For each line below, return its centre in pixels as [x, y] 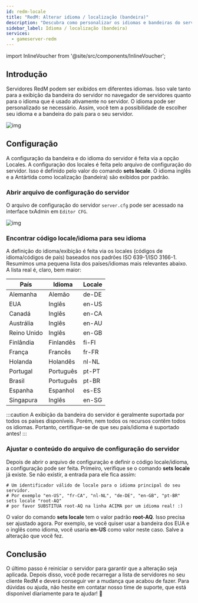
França [19, 352]
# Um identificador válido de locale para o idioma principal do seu [93, 485]
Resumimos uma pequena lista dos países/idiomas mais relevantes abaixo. [97, 264]
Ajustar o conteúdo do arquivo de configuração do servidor [93, 449]
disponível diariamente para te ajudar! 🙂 [55, 594]
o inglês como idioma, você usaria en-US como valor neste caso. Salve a [95, 529]
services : [18, 34]
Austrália [21, 323]
